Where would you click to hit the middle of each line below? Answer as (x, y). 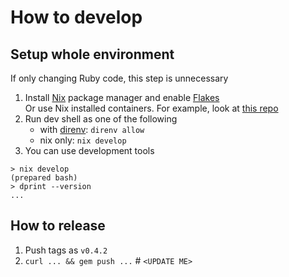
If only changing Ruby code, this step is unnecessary (119, 78)
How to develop (76, 17)
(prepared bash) (44, 178)
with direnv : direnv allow (92, 129)
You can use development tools (89, 150)
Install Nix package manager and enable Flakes (122, 97)
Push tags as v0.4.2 (66, 250)
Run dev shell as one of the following (101, 119)
